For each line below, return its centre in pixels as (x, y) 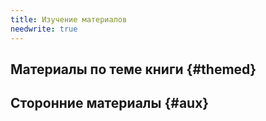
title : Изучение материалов (69, 19)
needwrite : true (44, 29)
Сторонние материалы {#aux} (110, 103)
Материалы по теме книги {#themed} (133, 69)
